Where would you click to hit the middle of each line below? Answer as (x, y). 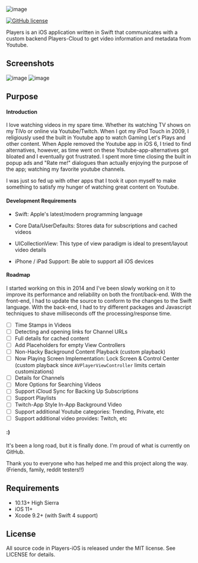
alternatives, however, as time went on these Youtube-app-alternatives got (98, 150)
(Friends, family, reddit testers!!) (45, 470)
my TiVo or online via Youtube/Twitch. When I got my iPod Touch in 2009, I (98, 132)
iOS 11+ (24, 509)
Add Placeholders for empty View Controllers (70, 345)
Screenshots (30, 63)
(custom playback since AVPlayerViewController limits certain (90, 365)
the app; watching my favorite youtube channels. (66, 169)
